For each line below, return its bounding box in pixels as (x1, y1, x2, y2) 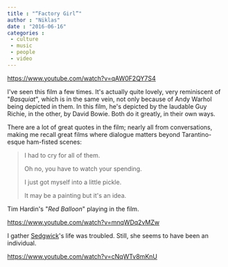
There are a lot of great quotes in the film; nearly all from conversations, (7, 122, 213, 131)
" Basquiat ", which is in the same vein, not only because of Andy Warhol (7, 95, 213, 103)
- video (10, 55, 33, 62)
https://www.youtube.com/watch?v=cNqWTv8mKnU (7, 252, 158, 260)
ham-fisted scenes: (26, 138, 82, 146)
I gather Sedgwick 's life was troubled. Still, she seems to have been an (7, 231, 209, 239)
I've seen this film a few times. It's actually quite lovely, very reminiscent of (7, 87, 221, 95)
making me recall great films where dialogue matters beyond (7, 130, 180, 138)
